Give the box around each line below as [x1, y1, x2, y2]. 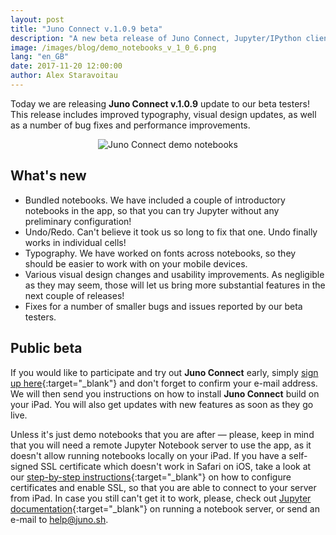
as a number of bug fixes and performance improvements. [10, 119, 251, 131]
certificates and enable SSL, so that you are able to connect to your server [10, 481, 317, 493]
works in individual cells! [24, 236, 127, 248]
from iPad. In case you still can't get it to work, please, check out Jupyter [10, 492, 312, 504]
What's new [10, 167, 87, 185]
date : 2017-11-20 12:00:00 [10, 61, 123, 71]
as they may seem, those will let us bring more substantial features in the [24, 279, 326, 291]
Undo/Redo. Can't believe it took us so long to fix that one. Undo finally [24, 226, 318, 238]
